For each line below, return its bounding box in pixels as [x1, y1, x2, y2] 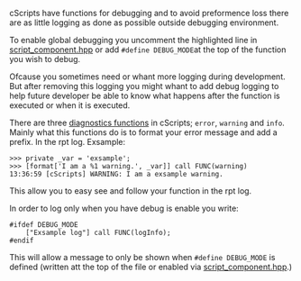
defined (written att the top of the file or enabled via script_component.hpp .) [9, 261, 293, 272]
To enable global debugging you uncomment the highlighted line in [9, 35, 258, 45]
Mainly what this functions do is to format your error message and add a [9, 127, 278, 138]
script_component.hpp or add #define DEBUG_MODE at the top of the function [9, 44, 287, 55]
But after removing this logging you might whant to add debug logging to [9, 81, 279, 91]
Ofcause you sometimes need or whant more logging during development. [9, 71, 286, 82]
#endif [9, 236, 34, 245]
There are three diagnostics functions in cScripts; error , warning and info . [9, 117, 286, 128]
